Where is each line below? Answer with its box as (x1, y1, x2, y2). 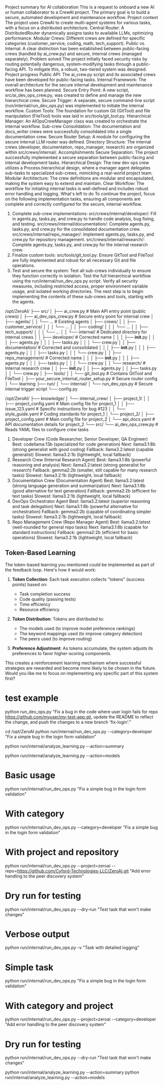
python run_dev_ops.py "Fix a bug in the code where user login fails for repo (5, 709, 158, 715)
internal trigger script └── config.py (5, 386, 78, 392)
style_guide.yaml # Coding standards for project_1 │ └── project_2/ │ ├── (5, 411, 154, 417)
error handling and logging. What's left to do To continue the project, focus (5, 191, 155, 197)
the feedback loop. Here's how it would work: (5, 567, 96, 573)
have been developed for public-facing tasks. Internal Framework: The (5, 77, 146, 82)
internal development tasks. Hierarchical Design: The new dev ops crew (5, 160, 149, 165)
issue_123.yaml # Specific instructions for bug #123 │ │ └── (5, 406, 126, 411)
